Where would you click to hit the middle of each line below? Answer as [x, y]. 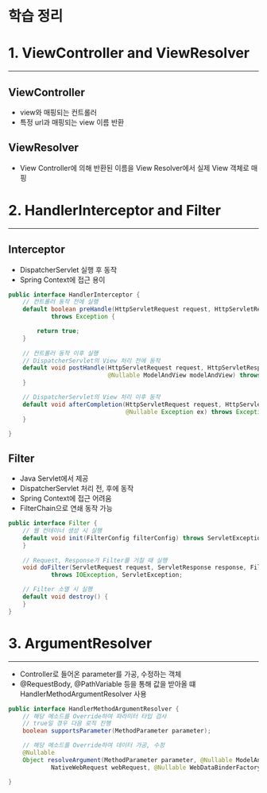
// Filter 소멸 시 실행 [58, 590]
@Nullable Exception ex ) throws [179, 412]
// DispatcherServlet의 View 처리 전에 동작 [91, 361]
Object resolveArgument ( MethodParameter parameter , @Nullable [128, 760]
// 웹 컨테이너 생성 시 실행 [62, 531]
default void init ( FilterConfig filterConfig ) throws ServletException [143, 538]
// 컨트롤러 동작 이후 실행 [60, 353]
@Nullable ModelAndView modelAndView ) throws [184, 375]
